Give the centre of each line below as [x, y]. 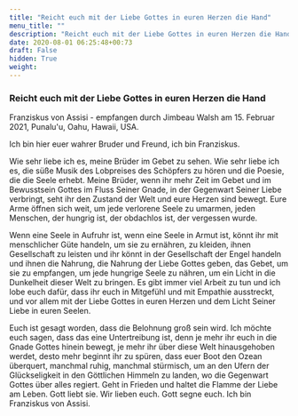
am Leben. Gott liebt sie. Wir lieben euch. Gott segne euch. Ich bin [130, 394]
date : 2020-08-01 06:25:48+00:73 [71, 42]
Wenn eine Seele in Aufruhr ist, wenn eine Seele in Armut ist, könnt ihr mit [144, 236]
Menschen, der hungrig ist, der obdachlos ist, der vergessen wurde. [133, 218]
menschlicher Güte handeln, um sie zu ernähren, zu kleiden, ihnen [130, 244]
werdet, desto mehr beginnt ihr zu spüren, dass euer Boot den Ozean [136, 356]
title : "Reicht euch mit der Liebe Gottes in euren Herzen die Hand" [141, 17]
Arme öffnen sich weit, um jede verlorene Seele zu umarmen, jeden [132, 209]
